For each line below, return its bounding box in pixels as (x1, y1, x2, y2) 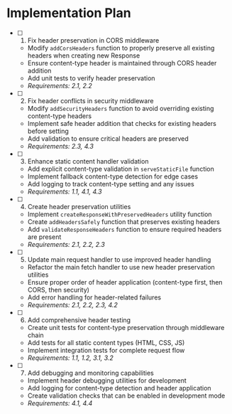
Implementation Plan (6, 5, 132, 21)
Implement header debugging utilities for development (27, 376, 187, 385)
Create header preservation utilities (27, 202, 131, 211)
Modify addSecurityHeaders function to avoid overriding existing (27, 104, 214, 112)
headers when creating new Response (27, 51, 140, 60)
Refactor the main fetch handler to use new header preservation (27, 262, 216, 271)
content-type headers (27, 112, 92, 120)
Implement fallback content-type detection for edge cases (27, 172, 199, 181)
